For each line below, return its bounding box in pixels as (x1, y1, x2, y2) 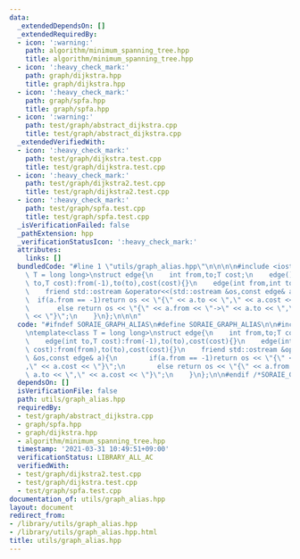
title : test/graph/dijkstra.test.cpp (25, 163, 166, 171)
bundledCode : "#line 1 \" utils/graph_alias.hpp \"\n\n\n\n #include (17, 263, 270, 271)
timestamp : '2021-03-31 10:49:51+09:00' (17, 445, 170, 454)
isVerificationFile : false (17, 387, 118, 396)
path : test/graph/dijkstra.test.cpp (25, 154, 162, 163)
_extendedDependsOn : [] (17, 21, 105, 30)
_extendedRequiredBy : (17, 29, 98, 38)
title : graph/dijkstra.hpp (25, 79, 126, 88)
